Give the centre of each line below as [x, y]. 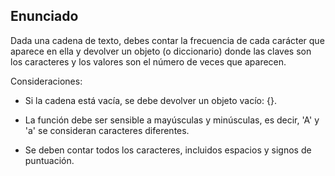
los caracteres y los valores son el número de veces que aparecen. [148, 61]
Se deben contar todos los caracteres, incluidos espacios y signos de [168, 150]
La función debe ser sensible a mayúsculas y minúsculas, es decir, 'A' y [172, 120]
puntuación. [49, 160]
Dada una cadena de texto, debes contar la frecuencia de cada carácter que [167, 40]
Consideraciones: [46, 81]
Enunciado [44, 16]
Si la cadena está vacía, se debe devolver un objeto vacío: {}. [150, 100]
